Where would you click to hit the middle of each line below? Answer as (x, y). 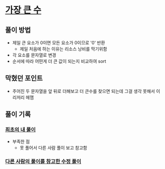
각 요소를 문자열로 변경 (34, 55)
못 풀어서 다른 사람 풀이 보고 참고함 (54, 148)
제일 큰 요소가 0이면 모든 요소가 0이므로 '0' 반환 (59, 43)
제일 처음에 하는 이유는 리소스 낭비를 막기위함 (63, 49)
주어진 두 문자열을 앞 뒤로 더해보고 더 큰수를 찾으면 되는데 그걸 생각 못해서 (83, 91)
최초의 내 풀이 (21, 130)
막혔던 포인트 (24, 78)
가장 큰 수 (23, 10)
